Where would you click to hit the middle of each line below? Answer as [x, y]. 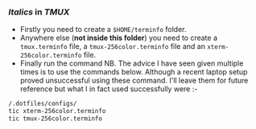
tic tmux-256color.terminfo [56, 119]
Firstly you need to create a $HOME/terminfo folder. [103, 30]
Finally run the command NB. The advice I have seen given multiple [132, 63]
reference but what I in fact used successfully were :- [109, 89]
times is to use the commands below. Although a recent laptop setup [134, 72]
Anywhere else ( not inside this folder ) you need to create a [119, 38]
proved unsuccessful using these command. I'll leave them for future [134, 81]
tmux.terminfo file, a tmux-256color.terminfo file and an [112, 46]
